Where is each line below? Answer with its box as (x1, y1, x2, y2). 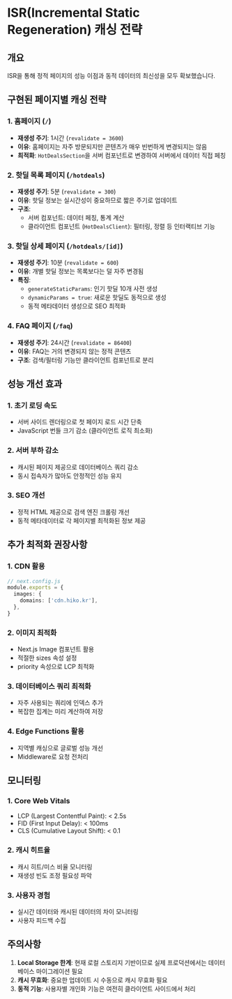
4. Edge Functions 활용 (7, 727, 85, 736)
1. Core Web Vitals (7, 796, 70, 805)
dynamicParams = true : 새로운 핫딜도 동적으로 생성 (27, 293, 167, 302)
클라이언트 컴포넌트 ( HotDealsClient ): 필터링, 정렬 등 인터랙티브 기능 (27, 222, 216, 231)
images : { (13, 591, 42, 598)
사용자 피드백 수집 (17, 916, 66, 924)
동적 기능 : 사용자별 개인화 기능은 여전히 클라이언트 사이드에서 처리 (17, 984, 196, 993)
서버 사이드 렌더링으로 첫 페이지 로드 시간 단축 (17, 418, 142, 426)
